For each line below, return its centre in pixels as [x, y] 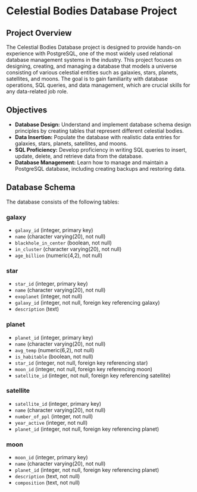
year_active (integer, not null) [51, 422]
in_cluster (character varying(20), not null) [68, 249]
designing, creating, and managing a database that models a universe [92, 66]
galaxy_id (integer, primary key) [54, 230]
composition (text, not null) [47, 482]
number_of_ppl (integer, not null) [54, 416]
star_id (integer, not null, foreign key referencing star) [81, 363]
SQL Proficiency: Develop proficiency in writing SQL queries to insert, [101, 149]
